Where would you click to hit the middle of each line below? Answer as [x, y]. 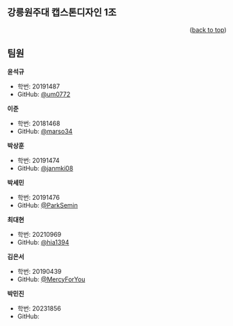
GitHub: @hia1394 [43, 242]
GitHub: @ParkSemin [48, 205]
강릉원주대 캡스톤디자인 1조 [62, 13]
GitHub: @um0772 [44, 94]
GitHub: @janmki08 [45, 168]
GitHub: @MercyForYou [51, 279]
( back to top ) [208, 29]
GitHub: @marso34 [45, 131]
